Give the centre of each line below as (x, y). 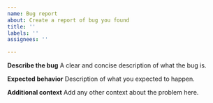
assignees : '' (28, 40)
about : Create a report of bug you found (68, 20)
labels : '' (23, 33)
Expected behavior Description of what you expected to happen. (101, 79)
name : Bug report (32, 14)
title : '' (22, 26)
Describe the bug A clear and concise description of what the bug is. (107, 65)
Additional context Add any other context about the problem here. (103, 93)
